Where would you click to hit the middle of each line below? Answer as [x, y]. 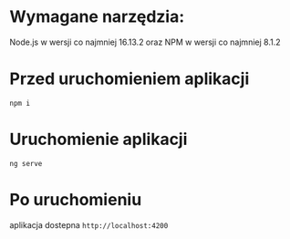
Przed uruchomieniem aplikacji [129, 79]
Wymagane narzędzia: [97, 17]
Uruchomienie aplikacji [98, 140]
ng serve [26, 163]
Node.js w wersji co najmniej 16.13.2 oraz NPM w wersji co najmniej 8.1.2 [145, 42]
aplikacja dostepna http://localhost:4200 [89, 224]
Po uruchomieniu [76, 200]
